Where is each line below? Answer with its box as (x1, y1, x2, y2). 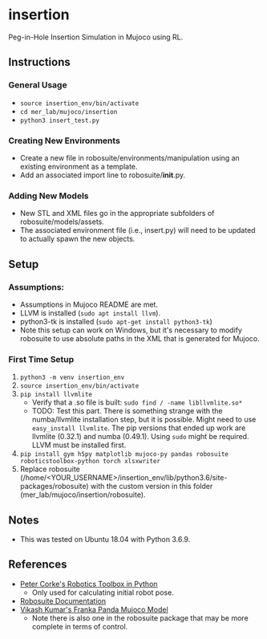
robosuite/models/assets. (19, 217, 104, 226)
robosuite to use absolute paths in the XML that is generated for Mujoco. (19, 333, 261, 343)
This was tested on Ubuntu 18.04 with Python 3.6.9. (19, 535, 191, 544)
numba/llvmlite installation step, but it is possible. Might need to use (31, 415, 257, 425)
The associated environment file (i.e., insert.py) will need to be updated (19, 226, 256, 235)
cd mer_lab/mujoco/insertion (19, 108, 118, 116)
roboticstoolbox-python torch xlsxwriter (19, 458, 160, 466)
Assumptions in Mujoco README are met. (19, 299, 159, 309)
